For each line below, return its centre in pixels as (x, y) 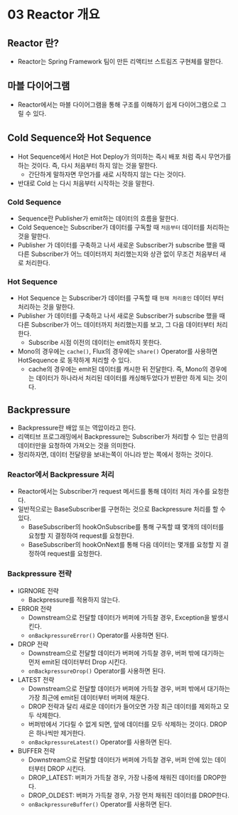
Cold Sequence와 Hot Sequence (79, 138)
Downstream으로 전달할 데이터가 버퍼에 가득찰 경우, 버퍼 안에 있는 (120, 760)
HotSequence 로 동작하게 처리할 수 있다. (75, 361)
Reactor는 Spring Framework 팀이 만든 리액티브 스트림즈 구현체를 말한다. (120, 62)
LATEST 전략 (36, 679)
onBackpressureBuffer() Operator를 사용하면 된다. (100, 804)
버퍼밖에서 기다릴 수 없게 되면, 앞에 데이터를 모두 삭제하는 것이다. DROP (128, 724)
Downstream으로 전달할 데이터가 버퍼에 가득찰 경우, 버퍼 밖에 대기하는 (126, 653)
